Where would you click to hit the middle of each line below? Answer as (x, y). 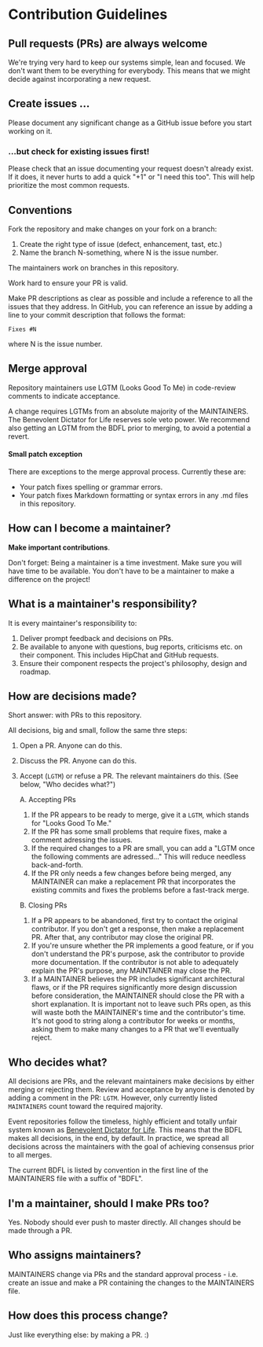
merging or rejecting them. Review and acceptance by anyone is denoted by (131, 1090)
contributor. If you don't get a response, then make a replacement (138, 929)
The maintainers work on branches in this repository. (93, 267)
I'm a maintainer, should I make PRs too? (109, 1203)
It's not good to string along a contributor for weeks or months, (133, 1021)
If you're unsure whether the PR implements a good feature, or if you (142, 946)
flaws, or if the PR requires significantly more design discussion (134, 988)
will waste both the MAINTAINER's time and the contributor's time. (138, 1013)
